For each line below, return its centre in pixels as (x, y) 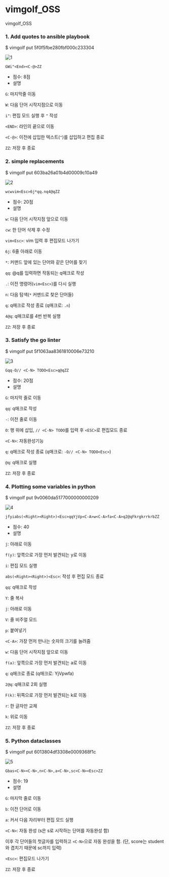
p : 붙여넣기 (16, 630)
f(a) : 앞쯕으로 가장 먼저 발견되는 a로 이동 (46, 663)
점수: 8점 (22, 77)
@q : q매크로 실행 (21, 462)
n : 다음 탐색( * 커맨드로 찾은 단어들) (39, 294)
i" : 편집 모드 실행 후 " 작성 (32, 116)
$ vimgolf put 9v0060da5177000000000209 (52, 498)
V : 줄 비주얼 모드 (21, 620)
